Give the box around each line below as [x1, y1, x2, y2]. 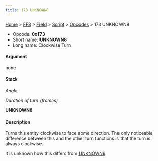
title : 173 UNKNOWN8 [5, 7, 49, 13]
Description [5, 118, 31, 125]
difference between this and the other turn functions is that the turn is [5, 135, 151, 142]
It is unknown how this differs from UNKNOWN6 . [5, 150, 107, 157]
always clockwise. [5, 141, 44, 147]
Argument [5, 54, 27, 60]
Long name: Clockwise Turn [12, 42, 71, 48]
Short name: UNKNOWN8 [12, 36, 67, 43]
